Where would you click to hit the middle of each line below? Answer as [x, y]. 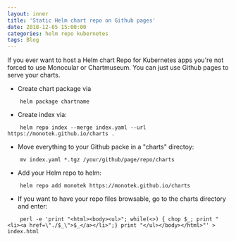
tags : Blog [23, 40]
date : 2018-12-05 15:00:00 [47, 27]
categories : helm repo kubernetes [58, 33]
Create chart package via [54, 89]
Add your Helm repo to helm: [60, 173]
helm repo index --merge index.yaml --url [83, 128]
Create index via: [42, 115]
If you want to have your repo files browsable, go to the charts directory [122, 199]
